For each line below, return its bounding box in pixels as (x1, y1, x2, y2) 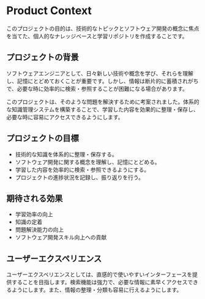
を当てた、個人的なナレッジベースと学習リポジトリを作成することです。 (6, 32, 188, 40)
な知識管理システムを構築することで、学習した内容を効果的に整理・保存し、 (6, 106, 199, 113)
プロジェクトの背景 (6, 52, 79, 63)
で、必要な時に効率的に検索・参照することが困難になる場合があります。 (6, 85, 188, 92)
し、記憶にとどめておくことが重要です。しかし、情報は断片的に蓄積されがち (6, 77, 199, 85)
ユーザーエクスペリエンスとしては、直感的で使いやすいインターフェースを (6, 271, 193, 278)
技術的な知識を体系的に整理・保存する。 (15, 150, 117, 158)
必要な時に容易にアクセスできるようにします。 (6, 113, 124, 120)
